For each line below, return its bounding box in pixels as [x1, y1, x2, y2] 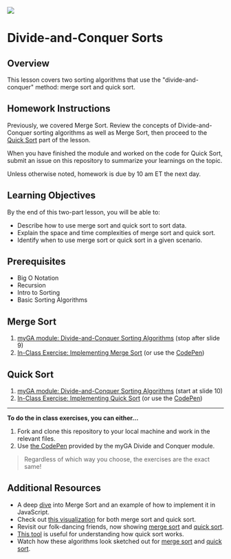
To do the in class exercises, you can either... [7, 414, 139, 422]
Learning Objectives [7, 190, 96, 201]
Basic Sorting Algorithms [16, 296, 88, 304]
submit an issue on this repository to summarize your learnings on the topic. [7, 156, 223, 164]
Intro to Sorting [16, 289, 60, 297]
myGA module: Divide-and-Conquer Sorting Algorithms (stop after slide [16, 334, 220, 342]
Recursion [16, 281, 46, 289]
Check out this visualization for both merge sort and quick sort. [16, 515, 197, 523]
